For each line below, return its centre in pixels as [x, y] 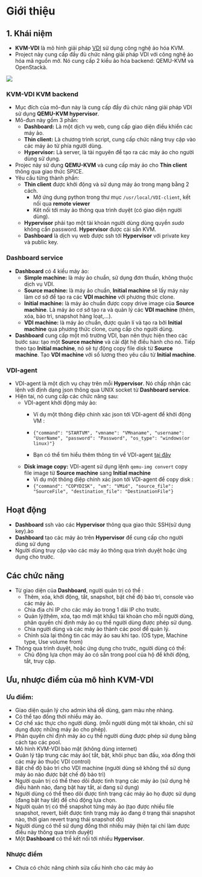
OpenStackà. [31, 67]
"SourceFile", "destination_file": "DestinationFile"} [103, 491]
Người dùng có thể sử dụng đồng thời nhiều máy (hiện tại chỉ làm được [102, 826]
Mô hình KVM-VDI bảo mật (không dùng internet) [76, 749]
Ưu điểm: [20, 697]
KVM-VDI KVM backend [42, 94]
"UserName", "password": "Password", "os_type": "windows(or [111, 438]
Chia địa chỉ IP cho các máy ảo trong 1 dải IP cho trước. [93, 609]
